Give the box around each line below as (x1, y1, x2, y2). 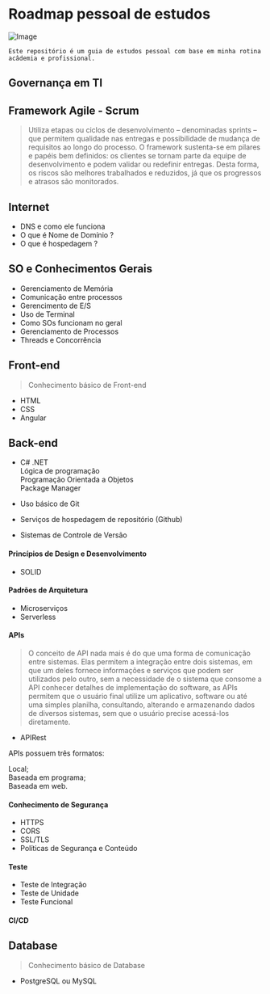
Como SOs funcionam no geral (19, 318, 123, 327)
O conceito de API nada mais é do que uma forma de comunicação (27, 648, 251, 658)
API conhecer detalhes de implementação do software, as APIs (27, 683, 238, 692)
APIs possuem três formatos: (8, 748, 105, 758)
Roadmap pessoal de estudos (8, 5, 211, 23)
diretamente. (27, 717, 71, 727)
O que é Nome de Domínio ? (19, 230, 114, 239)
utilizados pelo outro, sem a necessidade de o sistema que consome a (27, 674, 262, 684)
